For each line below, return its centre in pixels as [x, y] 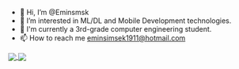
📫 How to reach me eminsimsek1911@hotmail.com [102, 38]
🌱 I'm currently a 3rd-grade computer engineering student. [116, 29]
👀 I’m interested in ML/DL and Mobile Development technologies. [125, 21]
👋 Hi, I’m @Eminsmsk [54, 12]
